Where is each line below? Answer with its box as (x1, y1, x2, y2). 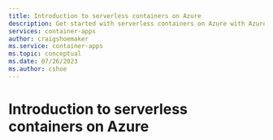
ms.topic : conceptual (8, 50, 82, 58)
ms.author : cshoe (8, 65, 67, 73)
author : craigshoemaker (8, 34, 89, 43)
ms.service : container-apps (8, 42, 104, 50)
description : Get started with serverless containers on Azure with (8, 20, 245, 28)
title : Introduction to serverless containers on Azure (8, 11, 201, 20)
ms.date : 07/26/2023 (8, 58, 79, 66)
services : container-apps (8, 27, 96, 35)
